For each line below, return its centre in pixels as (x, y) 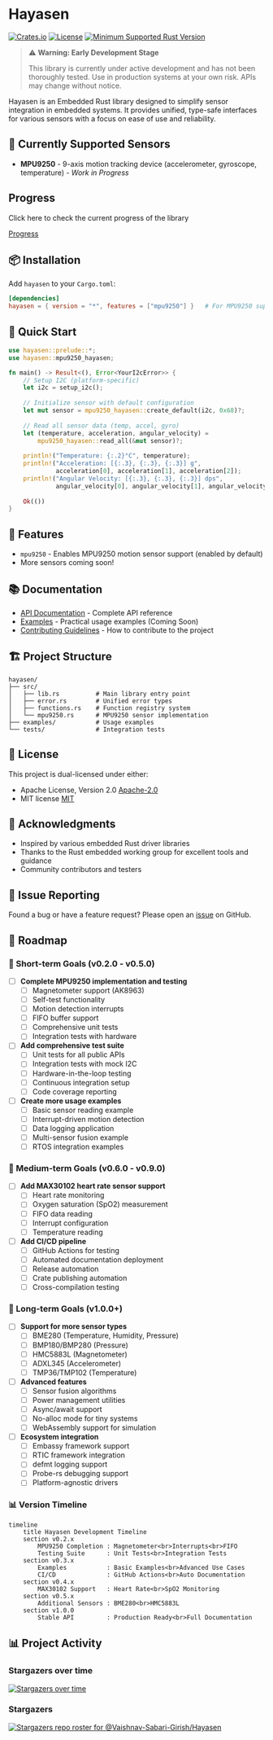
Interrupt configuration (70, 1223)
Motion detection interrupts (78, 1009)
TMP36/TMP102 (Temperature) (84, 1372)
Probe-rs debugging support (80, 1474)
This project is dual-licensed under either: (78, 774)
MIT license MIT (47, 798)
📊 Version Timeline (48, 1505)
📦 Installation (45, 260)
